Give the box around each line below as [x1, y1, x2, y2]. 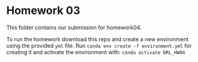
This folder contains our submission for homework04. [6, 24, 142, 31]
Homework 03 [6, 4, 81, 18]
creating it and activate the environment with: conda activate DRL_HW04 [6, 48, 186, 55]
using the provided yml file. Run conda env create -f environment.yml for [6, 42, 192, 49]
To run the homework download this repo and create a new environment [6, 35, 189, 43]
